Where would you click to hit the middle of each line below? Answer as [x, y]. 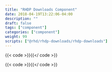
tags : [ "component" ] [26, 28]
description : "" [21, 18]
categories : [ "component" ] [32, 32]
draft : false [18, 23]
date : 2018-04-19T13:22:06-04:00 [39, 14]
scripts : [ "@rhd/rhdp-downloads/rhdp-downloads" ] [56, 41]
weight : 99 [16, 37]
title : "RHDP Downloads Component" [41, 9]
